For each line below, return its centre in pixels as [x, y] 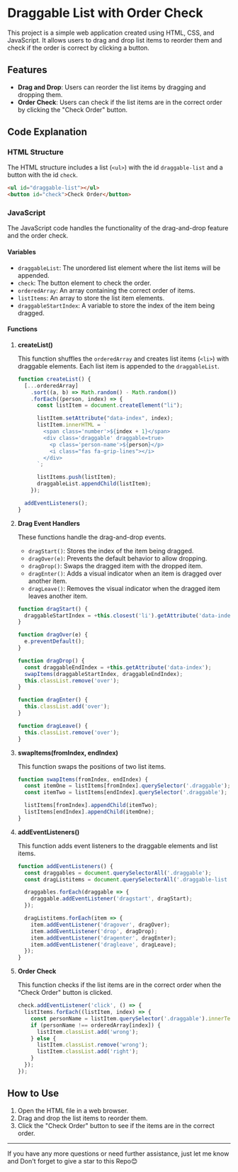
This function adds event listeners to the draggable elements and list [118, 845]
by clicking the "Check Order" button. [73, 109]
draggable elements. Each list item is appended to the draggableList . [118, 366]
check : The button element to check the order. [84, 283]
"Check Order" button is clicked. [65, 993]
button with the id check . [42, 175]
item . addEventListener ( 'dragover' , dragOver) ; [101, 925]
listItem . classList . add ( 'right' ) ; [87, 1052]
